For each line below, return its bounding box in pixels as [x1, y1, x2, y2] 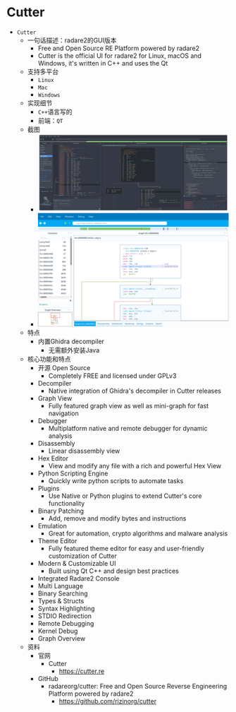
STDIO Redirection [37, 612, 92, 620]
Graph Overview [37, 634, 86, 643]
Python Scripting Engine [37, 469, 108, 477]
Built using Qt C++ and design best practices [48, 566, 179, 575]
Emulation [37, 522, 68, 530]
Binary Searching [37, 589, 89, 598]
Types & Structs [37, 597, 85, 605]
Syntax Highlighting [37, 605, 95, 612]
